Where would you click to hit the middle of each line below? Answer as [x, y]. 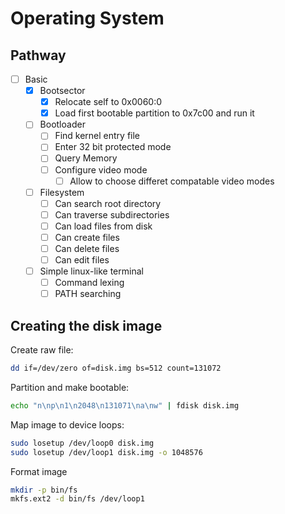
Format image [39, 471]
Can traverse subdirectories [112, 214]
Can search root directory [108, 203]
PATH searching [88, 294]
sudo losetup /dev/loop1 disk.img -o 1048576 [106, 452]
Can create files [87, 237]
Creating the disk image [86, 325]
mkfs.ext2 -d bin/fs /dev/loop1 [77, 499]
